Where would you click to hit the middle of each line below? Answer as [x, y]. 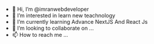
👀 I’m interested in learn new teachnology [64, 15]
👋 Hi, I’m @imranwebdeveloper [50, 9]
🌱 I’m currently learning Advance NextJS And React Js [80, 22]
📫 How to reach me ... [40, 35]
